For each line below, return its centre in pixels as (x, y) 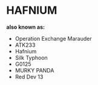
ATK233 (25, 45)
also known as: (26, 27)
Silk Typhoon (31, 57)
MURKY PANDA (34, 70)
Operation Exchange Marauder (53, 38)
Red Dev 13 (29, 77)
